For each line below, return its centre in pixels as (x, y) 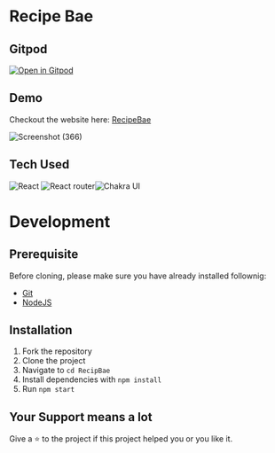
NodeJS (37, 302)
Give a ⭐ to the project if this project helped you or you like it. (121, 439)
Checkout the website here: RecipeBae (80, 119)
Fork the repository (57, 351)
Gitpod (28, 49)
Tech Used (39, 164)
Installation (41, 330)
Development (60, 221)
